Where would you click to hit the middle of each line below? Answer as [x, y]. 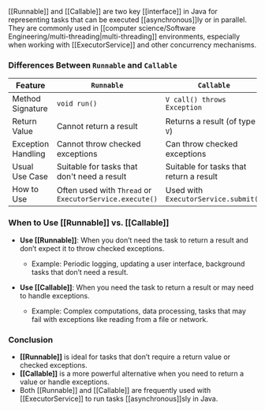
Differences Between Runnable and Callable [93, 65]
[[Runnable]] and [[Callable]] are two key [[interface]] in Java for [113, 11]
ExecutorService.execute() [107, 199]
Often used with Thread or [104, 191]
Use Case [30, 176]
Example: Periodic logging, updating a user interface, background [138, 264]
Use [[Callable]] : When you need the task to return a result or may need [136, 287]
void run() [77, 104]
